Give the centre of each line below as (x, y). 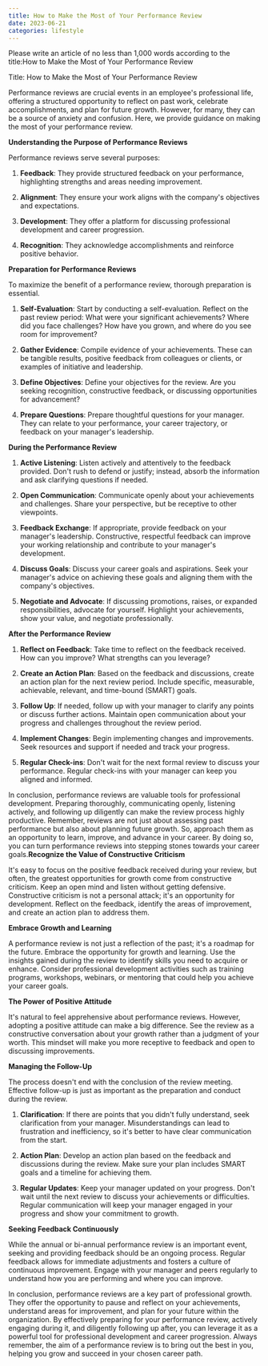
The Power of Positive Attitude (60, 1002)
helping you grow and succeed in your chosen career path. (106, 1354)
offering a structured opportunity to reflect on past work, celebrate (118, 102)
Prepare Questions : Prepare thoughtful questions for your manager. (132, 415)
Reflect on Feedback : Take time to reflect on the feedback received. (133, 650)
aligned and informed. (56, 779)
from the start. (44, 1140)
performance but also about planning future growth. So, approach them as (131, 829)
